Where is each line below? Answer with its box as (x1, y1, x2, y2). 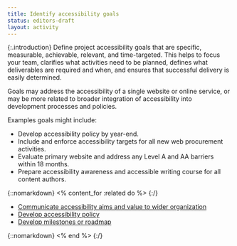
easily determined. (7, 73, 62, 82)
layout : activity (7, 23, 59, 31)
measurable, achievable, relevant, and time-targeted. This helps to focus (7, 50, 221, 59)
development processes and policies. (7, 102, 117, 111)
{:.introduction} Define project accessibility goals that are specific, (7, 43, 202, 52)
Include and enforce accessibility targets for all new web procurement (17, 137, 223, 146)
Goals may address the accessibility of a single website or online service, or (7, 87, 230, 96)
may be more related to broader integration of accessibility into (7, 95, 192, 103)
